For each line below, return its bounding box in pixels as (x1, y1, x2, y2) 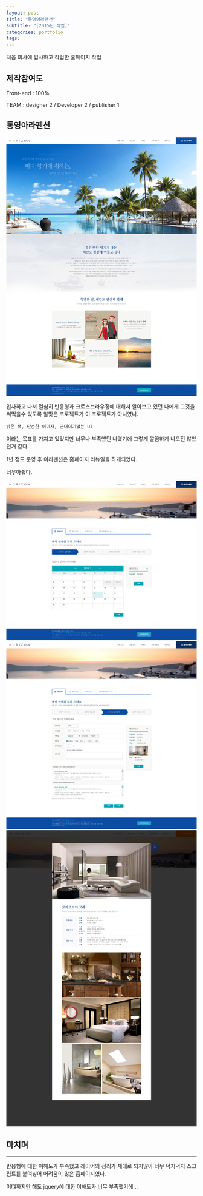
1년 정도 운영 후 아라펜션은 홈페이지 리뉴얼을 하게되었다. (6, 456, 138, 463)
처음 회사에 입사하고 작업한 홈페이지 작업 (6, 53, 101, 61)
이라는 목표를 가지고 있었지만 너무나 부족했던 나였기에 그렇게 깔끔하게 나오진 (6, 435, 185, 442)
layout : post (6, 10, 39, 16)
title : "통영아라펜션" (6, 16, 56, 22)
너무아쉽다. (6, 468, 33, 476)
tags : (6, 35, 20, 42)
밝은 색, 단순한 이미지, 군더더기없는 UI (6, 424, 93, 430)
